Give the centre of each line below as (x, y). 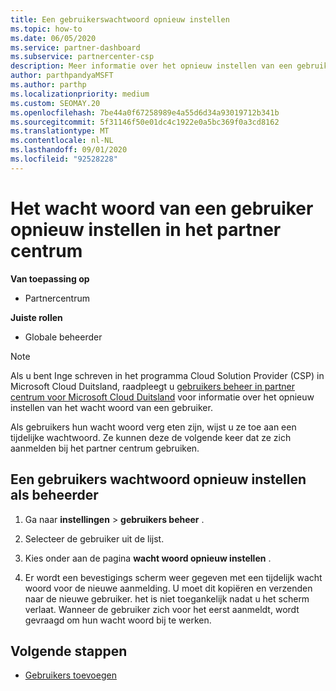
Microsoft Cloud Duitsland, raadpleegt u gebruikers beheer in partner (153, 386)
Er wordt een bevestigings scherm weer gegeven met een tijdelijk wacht (173, 577)
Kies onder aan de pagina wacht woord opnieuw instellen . (148, 558)
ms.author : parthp (48, 85)
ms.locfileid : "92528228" (64, 159)
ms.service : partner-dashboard (75, 47)
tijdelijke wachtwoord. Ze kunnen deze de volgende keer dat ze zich (151, 437)
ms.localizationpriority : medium (80, 94)
